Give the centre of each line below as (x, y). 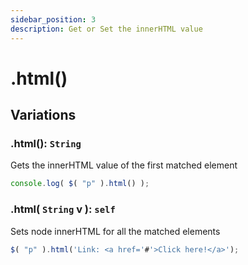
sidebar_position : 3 (53, 19)
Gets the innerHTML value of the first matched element (124, 165)
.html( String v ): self (63, 209)
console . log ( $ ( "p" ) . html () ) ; (80, 184)
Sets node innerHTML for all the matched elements (115, 231)
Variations (43, 115)
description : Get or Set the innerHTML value (106, 29)
